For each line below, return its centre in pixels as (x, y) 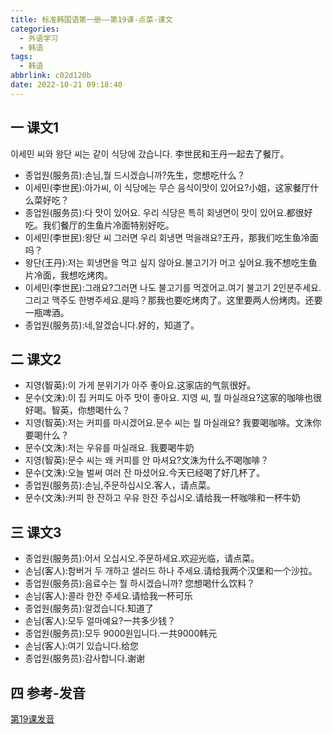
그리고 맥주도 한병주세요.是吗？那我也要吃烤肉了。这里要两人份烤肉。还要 (173, 300)
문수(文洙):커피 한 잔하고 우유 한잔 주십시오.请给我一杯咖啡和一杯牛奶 (162, 498)
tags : (21, 57)
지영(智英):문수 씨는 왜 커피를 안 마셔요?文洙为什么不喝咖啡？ (147, 460)
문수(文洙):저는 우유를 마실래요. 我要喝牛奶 (109, 448)
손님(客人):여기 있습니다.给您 (82, 646)
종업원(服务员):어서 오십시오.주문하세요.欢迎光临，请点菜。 (142, 558)
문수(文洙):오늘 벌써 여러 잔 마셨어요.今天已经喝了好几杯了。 (145, 473)
